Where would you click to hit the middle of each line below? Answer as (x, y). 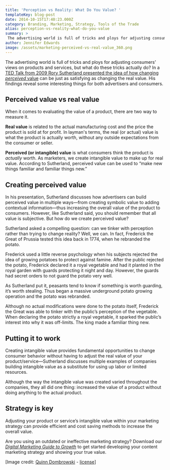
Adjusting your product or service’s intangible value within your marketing (82, 420)
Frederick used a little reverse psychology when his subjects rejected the (81, 254)
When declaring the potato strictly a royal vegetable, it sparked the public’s (83, 317)
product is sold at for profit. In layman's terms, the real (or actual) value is (82, 132)
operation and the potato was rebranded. (48, 296)
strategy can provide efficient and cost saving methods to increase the (79, 426)
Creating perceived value (46, 185)
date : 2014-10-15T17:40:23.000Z (39, 19)
